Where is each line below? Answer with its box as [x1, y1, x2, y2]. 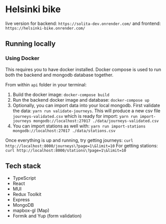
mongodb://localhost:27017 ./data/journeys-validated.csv [33, 118, 159, 123]
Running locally [5, 40, 56, 48]
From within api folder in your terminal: [5, 81, 87, 87]
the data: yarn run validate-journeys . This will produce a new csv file [12, 108, 161, 114]
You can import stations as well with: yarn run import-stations [12, 123, 146, 129]
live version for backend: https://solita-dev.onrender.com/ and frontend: [5, 20, 161, 26]
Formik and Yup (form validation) [12, 213, 82, 219]
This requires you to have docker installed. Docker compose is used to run [5, 66, 161, 72]
